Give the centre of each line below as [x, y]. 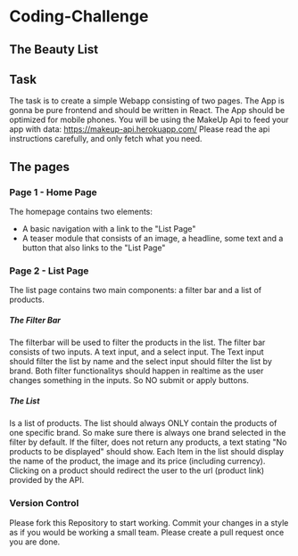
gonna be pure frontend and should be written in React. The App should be [147, 110]
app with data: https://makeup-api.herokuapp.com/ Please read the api [140, 129]
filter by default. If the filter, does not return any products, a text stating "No [148, 442]
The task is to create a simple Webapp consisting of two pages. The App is [147, 101]
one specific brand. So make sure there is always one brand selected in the [148, 433]
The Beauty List [54, 49]
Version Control [44, 503]
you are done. [35, 542]
